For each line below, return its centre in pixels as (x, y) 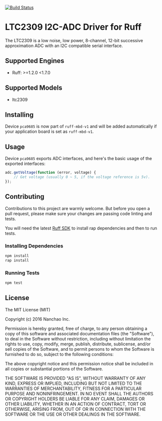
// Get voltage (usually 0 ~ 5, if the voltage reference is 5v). (82, 177)
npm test (14, 283)
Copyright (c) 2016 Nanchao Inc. (37, 319)
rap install (17, 260)
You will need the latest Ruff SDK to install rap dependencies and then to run (81, 228)
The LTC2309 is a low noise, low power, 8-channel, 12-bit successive (74, 40)
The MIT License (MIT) (28, 309)
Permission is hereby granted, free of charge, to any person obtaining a (76, 328)
